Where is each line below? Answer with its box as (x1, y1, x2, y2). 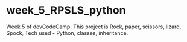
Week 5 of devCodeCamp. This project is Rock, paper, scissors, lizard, (6, 23, 182, 30)
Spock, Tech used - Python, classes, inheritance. (6, 29, 128, 36)
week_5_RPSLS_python (6, 4, 126, 17)
